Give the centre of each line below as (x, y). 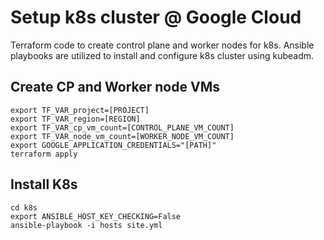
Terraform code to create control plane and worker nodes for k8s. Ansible (162, 45)
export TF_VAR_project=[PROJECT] (80, 110)
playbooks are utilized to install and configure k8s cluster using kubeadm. (162, 55)
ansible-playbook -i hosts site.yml (86, 225)
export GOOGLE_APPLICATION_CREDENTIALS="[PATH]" (113, 145)
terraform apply (44, 154)
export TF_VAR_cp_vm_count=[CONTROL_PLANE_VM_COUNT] (122, 127)
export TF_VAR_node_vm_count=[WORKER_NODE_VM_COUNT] (122, 136)
